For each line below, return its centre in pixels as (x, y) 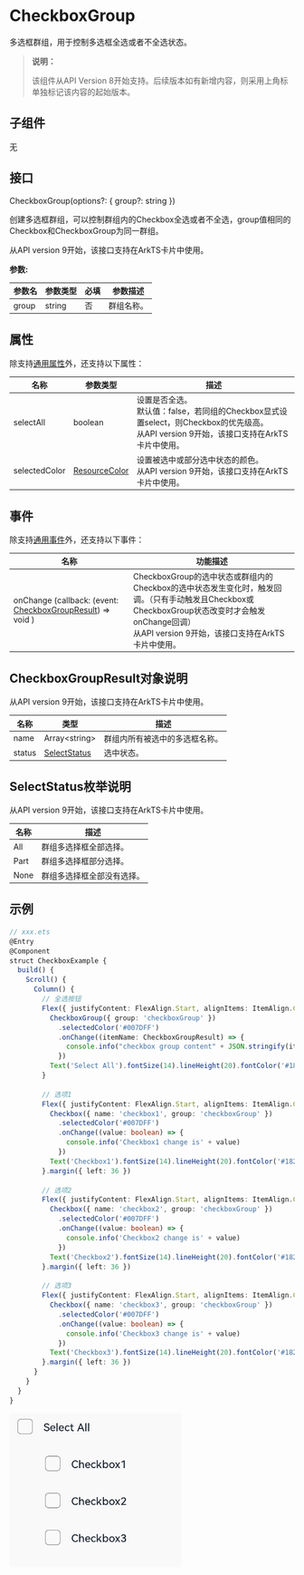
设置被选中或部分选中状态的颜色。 (200, 460)
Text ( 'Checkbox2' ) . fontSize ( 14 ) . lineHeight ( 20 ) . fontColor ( (163, 1257)
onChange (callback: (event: (66, 600)
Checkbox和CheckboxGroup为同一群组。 (87, 230)
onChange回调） (164, 621)
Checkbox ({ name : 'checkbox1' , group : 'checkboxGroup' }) (161, 1113)
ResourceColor (101, 471)
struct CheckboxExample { (58, 961)
